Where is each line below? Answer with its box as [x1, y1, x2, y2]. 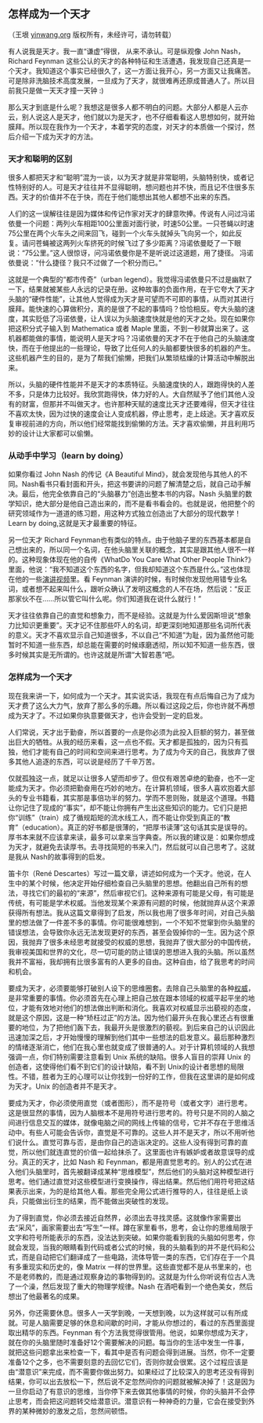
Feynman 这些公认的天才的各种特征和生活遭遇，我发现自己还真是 [34, 56, 245, 65]
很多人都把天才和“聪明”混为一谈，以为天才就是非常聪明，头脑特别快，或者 [8, 173, 248, 182]
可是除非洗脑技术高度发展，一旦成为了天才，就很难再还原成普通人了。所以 [8, 75, 248, 85]
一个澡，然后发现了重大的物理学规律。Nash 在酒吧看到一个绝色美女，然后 [14, 1282, 254, 1291]
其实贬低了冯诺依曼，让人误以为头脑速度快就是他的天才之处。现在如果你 [21, 314, 255, 323]
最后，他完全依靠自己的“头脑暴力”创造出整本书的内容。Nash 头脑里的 [21, 489, 246, 498]
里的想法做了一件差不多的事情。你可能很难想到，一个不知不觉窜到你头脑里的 [8, 918, 255, 927]
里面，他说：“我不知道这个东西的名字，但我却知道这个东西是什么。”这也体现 [8, 564, 251, 575]
